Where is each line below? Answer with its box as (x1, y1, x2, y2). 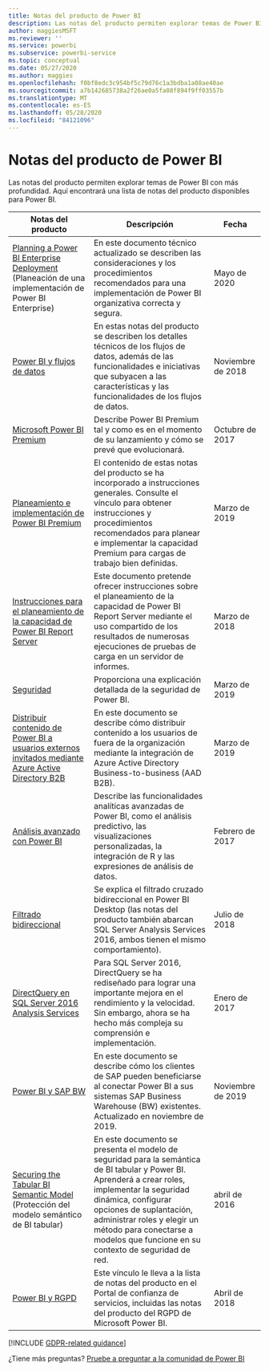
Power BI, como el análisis (93, 810, 192, 822)
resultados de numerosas (93, 630, 190, 642)
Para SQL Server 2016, (93, 957, 182, 968)
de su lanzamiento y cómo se (93, 434, 204, 445)
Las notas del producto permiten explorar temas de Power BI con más (8, 177, 239, 187)
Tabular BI (12, 1178, 50, 1189)
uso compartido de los (93, 620, 179, 631)
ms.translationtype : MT (8, 94, 88, 102)
